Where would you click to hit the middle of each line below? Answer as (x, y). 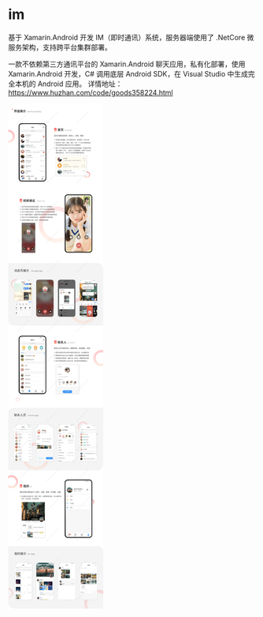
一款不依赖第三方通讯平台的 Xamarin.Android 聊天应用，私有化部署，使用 (127, 64)
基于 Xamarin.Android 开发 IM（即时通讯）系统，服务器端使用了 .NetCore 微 (131, 37)
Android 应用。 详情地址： (80, 84)
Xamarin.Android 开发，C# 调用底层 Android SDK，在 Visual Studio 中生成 (128, 73)
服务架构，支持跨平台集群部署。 (60, 47)
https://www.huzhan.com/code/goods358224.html (91, 92)
